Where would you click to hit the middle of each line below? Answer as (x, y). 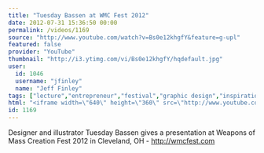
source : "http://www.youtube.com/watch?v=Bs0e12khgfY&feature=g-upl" (125, 37)
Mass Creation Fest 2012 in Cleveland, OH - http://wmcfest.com (112, 141)
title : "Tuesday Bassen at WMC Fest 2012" (79, 15)
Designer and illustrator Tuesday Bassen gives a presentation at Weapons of (132, 133)
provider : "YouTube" (42, 52)
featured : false (35, 45)
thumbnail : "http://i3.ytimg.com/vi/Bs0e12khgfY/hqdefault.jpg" (115, 60)
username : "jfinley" (49, 81)
